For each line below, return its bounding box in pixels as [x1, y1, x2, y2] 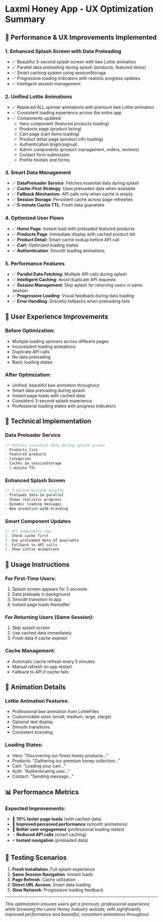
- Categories [5, 457, 32, 461]
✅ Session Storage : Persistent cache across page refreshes [12, 196, 133, 203]
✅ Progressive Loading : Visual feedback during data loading [12, 293, 134, 299]
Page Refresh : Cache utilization [12, 877, 76, 883]
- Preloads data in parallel [5, 493, 64, 498]
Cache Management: [5, 647, 56, 654]
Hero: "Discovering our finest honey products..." [12, 752, 109, 758]
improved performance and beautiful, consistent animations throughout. [5, 911, 150, 917]
